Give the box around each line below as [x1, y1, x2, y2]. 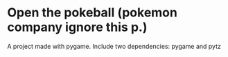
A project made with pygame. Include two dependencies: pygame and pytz [7, 42, 222, 50]
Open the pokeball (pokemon [7, 5, 178, 21]
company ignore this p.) [7, 19, 148, 35]
